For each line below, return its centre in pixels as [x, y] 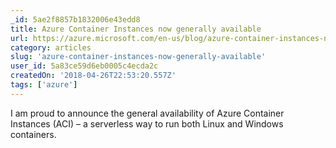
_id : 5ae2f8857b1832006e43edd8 [75, 19]
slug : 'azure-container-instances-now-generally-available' [138, 57]
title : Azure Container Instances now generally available [136, 29]
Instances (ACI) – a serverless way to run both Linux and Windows [147, 123]
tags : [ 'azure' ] [44, 85]
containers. [33, 134]
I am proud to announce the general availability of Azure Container [147, 113]
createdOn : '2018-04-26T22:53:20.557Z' [93, 76]
